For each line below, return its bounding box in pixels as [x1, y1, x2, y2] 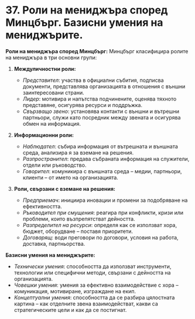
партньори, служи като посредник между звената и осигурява [22, 114, 181, 121]
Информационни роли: [13, 131, 74, 138]
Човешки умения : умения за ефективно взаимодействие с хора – [13, 282, 179, 289]
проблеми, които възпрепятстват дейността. [22, 215, 135, 222]
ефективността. [22, 203, 62, 210]
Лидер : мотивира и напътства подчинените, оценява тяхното [22, 95, 177, 102]
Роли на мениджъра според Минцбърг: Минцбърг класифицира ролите [5, 47, 189, 54]
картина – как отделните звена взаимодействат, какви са [13, 300, 159, 307]
